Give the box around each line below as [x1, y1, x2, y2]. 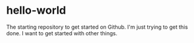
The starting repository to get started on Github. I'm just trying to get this [6, 23, 188, 30]
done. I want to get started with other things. [6, 29, 118, 36]
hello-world [6, 4, 67, 17]
